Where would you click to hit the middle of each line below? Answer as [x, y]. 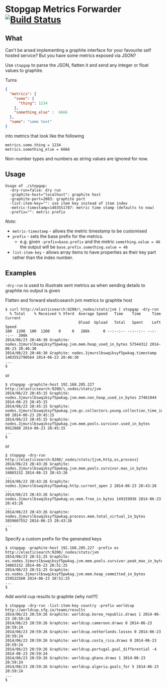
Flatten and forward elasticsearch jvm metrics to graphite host [69, 300]
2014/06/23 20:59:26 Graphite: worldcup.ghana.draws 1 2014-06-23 [75, 658]
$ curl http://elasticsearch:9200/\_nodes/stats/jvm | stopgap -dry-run [82, 309]
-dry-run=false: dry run [35, 190]
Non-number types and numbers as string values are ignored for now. [77, 159]
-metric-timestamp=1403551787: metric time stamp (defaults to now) [82, 208]
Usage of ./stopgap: [27, 186]
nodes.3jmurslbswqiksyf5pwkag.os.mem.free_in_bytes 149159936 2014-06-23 [83, 499]
